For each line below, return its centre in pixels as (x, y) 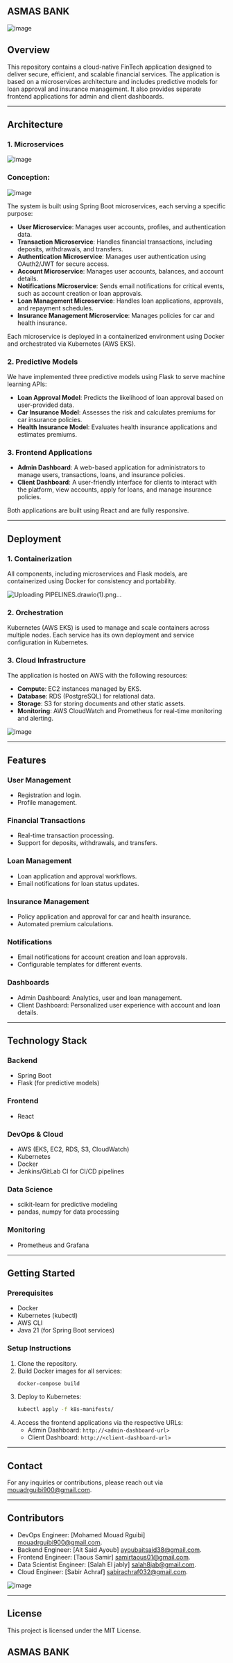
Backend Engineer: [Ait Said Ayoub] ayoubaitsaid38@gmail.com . (110, 1549)
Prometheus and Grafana (53, 1245)
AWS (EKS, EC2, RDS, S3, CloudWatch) (73, 1149)
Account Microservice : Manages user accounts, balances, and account (120, 271)
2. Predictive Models (43, 362)
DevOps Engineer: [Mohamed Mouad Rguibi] (81, 1535)
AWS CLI (30, 1323)
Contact (25, 1465)
